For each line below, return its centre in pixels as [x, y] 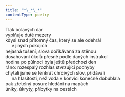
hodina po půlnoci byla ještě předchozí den [51, 62]
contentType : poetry [27, 15]
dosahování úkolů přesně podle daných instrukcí [56, 56]
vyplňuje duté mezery [28, 35]
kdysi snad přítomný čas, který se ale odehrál [53, 40]
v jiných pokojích [29, 45]
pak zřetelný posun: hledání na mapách [47, 83]
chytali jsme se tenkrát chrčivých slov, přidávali [55, 72]
